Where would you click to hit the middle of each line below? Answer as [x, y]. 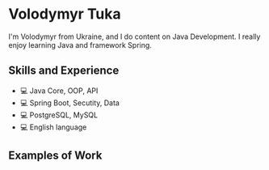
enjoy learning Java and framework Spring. [80, 45]
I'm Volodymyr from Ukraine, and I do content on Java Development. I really [134, 36]
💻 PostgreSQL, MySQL [59, 115]
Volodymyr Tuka [65, 14]
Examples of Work [55, 156]
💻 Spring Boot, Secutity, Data [69, 103]
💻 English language [53, 127]
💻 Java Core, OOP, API [59, 91]
